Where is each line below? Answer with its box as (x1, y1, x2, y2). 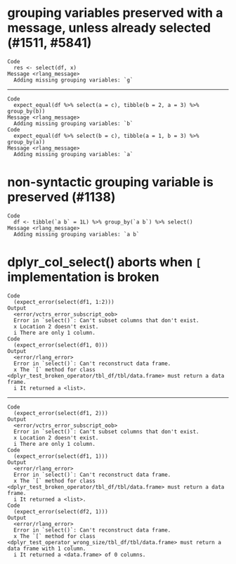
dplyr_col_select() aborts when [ (7, 255, 202, 270)
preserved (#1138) (7, 189, 116, 205)
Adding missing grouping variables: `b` (13, 120, 133, 127)
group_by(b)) (7, 108, 46, 115)
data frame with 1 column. (7, 545, 86, 552)
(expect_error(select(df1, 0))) (13, 341, 109, 349)
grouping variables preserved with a (7, 5, 223, 21)
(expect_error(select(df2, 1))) (13, 508, 109, 515)
